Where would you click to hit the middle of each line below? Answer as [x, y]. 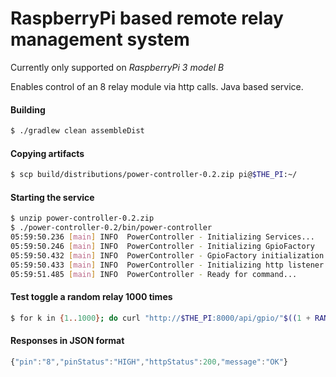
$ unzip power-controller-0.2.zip [82, 218]
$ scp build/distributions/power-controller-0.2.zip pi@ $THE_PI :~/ [154, 175]
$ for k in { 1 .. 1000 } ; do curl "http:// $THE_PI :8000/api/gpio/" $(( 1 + [160, 318]
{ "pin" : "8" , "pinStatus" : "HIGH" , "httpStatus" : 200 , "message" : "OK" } [149, 362]
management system [100, 39]
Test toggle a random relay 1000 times [91, 297]
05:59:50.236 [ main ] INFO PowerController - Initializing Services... [162, 237]
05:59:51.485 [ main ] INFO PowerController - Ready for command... [154, 274]
